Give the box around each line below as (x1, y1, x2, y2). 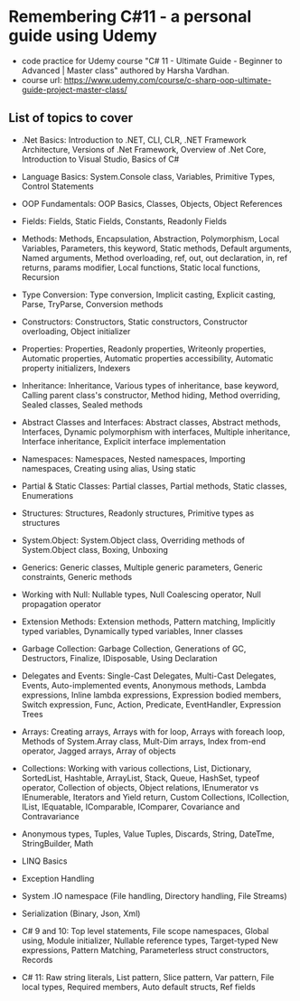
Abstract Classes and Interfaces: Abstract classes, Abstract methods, (21, 416, 281, 427)
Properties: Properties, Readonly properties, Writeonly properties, (21, 343, 267, 354)
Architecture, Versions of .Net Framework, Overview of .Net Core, (21, 144, 267, 154)
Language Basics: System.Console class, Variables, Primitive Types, (21, 171, 276, 182)
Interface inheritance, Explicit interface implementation (21, 435, 227, 446)
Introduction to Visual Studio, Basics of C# (21, 154, 180, 164)
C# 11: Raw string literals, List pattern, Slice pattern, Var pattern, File (21, 971, 275, 982)
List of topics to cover (8, 110, 134, 126)
